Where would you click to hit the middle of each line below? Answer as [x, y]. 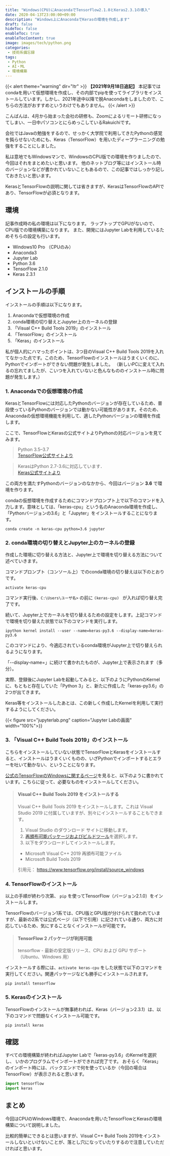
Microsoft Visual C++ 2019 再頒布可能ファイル [74, 853]
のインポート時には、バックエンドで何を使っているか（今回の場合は [76, 1068]
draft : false [19, 24]
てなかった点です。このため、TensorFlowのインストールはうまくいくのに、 [83, 357]
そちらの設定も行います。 [36, 236]
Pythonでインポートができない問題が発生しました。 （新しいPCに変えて [80, 364]
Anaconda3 [25, 252]
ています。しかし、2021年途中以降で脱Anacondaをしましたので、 [91, 99]
